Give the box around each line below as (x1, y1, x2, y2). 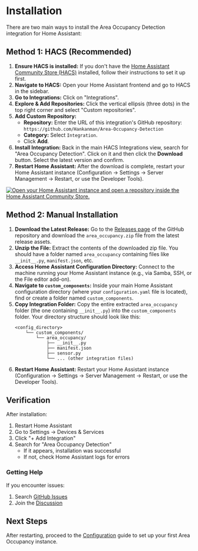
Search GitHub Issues (14, 493, 68, 500)
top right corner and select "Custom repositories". (14, 106, 137, 113)
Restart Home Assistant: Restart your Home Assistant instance (14, 366, 169, 373)
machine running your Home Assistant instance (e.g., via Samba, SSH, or (14, 269, 192, 276)
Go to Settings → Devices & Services (14, 429, 104, 436)
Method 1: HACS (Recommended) (6, 47, 132, 57)
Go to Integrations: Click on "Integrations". (14, 94, 119, 101)
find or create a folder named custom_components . (14, 294, 134, 301)
